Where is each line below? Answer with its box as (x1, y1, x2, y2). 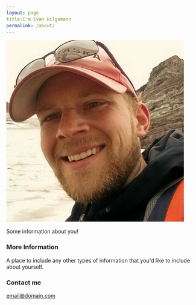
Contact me (6, 278, 42, 287)
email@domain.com (6, 292, 56, 299)
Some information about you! (6, 228, 78, 235)
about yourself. (6, 263, 44, 271)
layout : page (6, 10, 39, 16)
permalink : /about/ (6, 22, 55, 28)
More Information (6, 243, 58, 251)
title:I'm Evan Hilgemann (6, 16, 71, 22)
